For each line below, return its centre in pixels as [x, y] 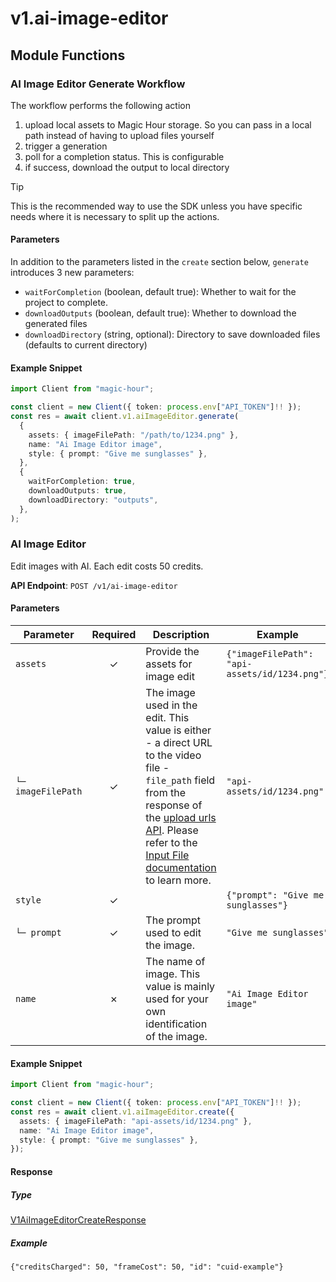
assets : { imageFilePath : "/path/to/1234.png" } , [134, 435]
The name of [175, 962]
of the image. [176, 1037]
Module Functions [68, 55]
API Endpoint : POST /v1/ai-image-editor [94, 585]
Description [181, 635]
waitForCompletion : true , [82, 482]
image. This [173, 974]
